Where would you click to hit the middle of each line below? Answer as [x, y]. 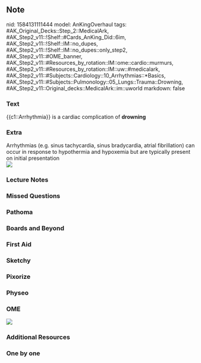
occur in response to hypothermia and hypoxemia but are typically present [98, 152]
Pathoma [19, 212]
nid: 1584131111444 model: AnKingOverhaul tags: [67, 24]
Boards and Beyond [35, 228]
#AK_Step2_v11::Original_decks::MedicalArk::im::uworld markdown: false [96, 88]
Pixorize [19, 276]
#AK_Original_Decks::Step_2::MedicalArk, [58, 31]
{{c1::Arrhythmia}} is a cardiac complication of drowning [76, 117]
